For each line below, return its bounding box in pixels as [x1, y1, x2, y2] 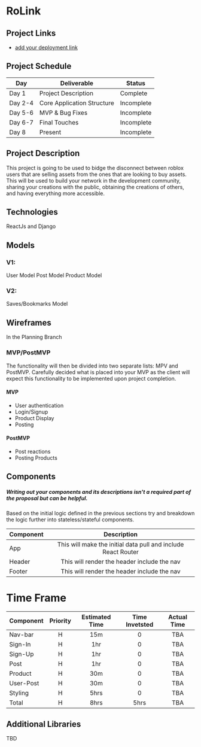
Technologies [6, 207, 59, 217]
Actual [168, 613, 187, 621]
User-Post [9, 679, 39, 688]
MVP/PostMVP [6, 348, 51, 357]
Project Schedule [6, 61, 72, 71]
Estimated [81, 613, 111, 621]
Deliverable [60, 79, 94, 87]
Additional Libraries [6, 719, 81, 729]
